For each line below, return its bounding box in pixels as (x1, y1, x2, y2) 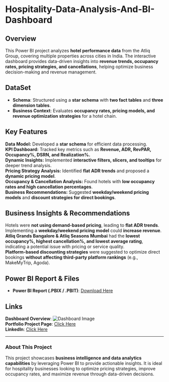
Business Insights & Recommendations (5, 209, 130, 217)
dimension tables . (12, 102, 51, 108)
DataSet (5, 84, 31, 92)
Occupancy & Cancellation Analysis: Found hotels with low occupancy (5, 178, 155, 184)
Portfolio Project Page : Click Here (5, 321, 76, 327)
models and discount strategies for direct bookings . (5, 194, 116, 200)
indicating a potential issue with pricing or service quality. (5, 244, 125, 250)
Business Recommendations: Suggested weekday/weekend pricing (5, 189, 149, 195)
